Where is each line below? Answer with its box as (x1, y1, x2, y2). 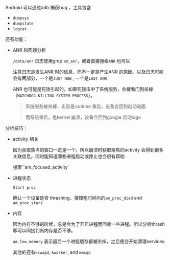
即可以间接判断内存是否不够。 (12, 227, 76, 233)
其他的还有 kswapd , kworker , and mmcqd (12, 249, 91, 255)
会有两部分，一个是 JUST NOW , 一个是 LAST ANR (12, 75, 107, 81)
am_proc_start (12, 201, 43, 206)
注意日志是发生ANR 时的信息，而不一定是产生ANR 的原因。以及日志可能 (12, 69, 164, 75)
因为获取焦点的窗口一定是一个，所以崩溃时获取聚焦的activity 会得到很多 (12, 147, 164, 153)
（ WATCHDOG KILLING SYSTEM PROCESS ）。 (12, 93, 95, 98)
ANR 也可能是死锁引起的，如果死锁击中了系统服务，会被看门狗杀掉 (12, 86, 153, 92)
